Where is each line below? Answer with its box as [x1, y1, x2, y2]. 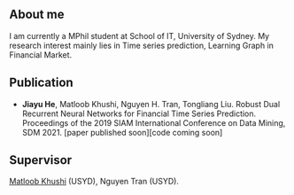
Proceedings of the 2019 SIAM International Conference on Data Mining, [21, 117, 286, 128]
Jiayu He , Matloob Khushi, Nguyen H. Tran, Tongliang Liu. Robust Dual [21, 98, 281, 109]
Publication [9, 75, 73, 90]
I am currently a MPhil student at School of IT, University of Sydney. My [9, 30, 270, 41]
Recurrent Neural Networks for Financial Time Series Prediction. [21, 108, 257, 119]
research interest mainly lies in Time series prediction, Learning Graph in [9, 40, 275, 51]
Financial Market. [9, 49, 73, 60]
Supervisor [9, 152, 73, 168]
